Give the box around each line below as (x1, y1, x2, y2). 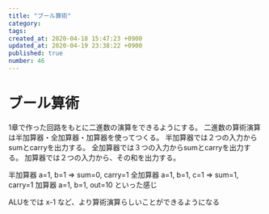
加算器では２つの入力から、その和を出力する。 (23, 153, 180, 162)
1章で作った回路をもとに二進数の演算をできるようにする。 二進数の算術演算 (8, 122, 261, 132)
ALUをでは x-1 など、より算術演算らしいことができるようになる (8, 197, 221, 207)
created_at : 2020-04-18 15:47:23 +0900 (8, 34, 143, 43)
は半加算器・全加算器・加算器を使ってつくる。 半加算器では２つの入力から (8, 132, 258, 142)
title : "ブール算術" (8, 11, 71, 20)
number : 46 (8, 57, 45, 65)
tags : (8, 27, 27, 35)
